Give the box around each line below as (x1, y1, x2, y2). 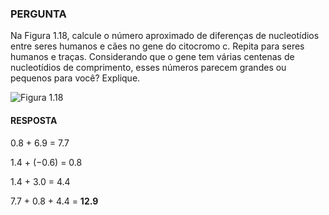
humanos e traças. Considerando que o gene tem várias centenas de (10, 51, 295, 63)
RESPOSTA (10, 114, 58, 126)
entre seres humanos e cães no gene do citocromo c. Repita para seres (10, 40, 305, 52)
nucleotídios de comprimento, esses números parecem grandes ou (10, 62, 287, 74)
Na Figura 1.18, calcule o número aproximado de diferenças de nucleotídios (10, 30, 320, 42)
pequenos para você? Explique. (10, 72, 141, 84)
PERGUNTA (10, 7, 67, 21)
